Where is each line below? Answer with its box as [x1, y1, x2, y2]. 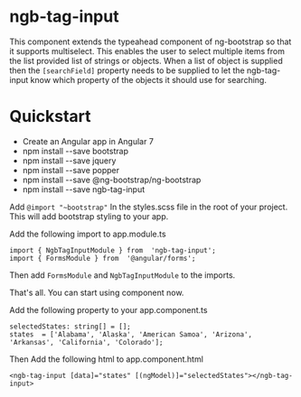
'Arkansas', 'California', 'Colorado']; [9, 337, 165, 346]
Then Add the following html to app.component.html [9, 354, 203, 365]
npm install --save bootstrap [22, 145, 129, 156]
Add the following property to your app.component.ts [9, 304, 208, 315]
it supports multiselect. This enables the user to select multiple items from [9, 45, 285, 56]
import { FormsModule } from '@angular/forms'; [9, 254, 196, 263]
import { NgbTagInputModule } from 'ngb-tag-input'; [9, 245, 217, 254]
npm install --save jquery [22, 155, 117, 166]
